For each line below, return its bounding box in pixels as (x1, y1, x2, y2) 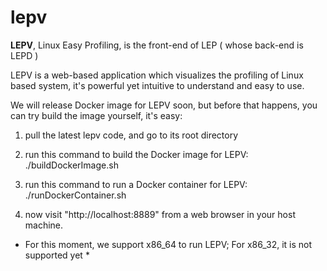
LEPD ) (10, 49, 39, 61)
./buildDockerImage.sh (24, 159, 119, 171)
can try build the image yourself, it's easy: (10, 109, 183, 121)
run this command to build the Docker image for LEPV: (24, 148, 249, 160)
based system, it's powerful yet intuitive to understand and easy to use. (10, 79, 305, 91)
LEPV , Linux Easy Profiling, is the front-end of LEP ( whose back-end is (10, 39, 304, 51)
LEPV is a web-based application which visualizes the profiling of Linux (10, 69, 304, 81)
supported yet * (24, 249, 90, 261)
